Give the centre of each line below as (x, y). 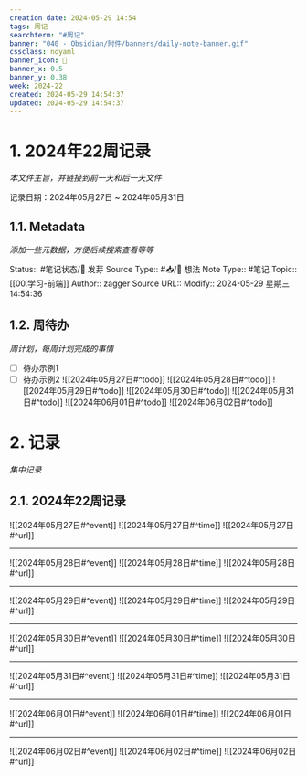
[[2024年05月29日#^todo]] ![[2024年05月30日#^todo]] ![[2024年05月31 (158, 391)
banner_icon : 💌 (38, 60)
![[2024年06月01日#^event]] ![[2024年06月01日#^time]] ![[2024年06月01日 (151, 713)
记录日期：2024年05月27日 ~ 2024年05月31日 (97, 197)
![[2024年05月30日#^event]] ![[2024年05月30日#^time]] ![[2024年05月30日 (153, 638)
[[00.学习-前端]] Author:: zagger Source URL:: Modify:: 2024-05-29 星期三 (150, 283)
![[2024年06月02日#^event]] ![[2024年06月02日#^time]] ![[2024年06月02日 (153, 751)
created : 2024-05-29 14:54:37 (67, 94)
